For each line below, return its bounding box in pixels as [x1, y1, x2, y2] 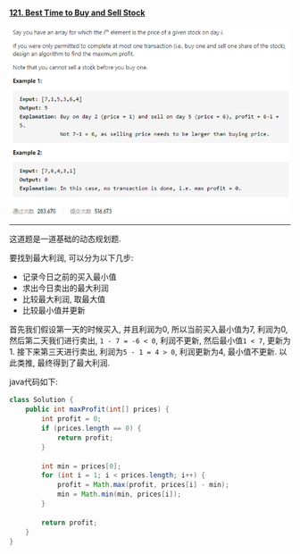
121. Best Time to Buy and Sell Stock [9, 7, 146, 18]
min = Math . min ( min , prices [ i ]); [56, 490, 181, 499]
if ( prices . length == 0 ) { [41, 424, 142, 433]
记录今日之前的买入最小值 [21, 272, 117, 282]
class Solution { [9, 396, 74, 405]
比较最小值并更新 [21, 305, 86, 316]
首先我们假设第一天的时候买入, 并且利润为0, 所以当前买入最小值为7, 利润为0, [9, 324, 288, 335]
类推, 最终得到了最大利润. [16, 357, 111, 368]
